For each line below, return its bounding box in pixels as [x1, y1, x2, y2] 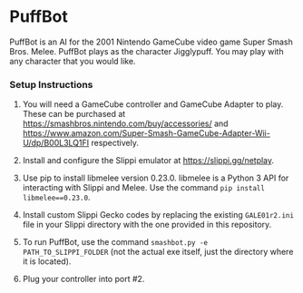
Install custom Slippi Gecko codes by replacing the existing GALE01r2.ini [22, 210, 295, 220]
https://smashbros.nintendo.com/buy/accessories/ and [22, 118, 229, 129]
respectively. [90, 138, 139, 149]
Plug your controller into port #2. [22, 274, 145, 285]
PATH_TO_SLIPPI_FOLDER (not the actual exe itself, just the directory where [22, 247, 294, 258]
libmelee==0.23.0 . [22, 192, 91, 203]
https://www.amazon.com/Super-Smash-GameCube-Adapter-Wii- [22, 128, 270, 139]
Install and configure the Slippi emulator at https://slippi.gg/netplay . [22, 155, 275, 166]
